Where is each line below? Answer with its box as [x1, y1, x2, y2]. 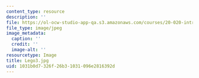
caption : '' [11, 36, 41, 42]
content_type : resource [6, 8, 65, 15]
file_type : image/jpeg [6, 25, 62, 31]
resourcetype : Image [6, 52, 57, 58]
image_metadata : [6, 30, 46, 36]
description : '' [6, 14, 46, 20]
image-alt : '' [11, 47, 46, 53]
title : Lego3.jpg [6, 57, 49, 63]
